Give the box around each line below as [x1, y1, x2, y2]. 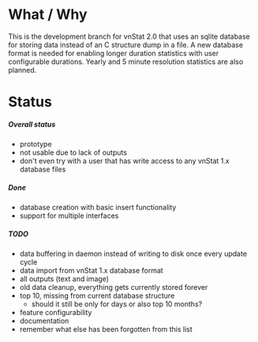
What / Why [8, 6, 88, 24]
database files [19, 164, 66, 175]
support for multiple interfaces [19, 211, 119, 220]
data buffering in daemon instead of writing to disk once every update [19, 249, 247, 258]
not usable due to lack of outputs [19, 148, 128, 157]
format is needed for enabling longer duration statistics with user [8, 48, 219, 58]
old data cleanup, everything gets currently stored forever [19, 283, 208, 292]
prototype [19, 140, 53, 149]
